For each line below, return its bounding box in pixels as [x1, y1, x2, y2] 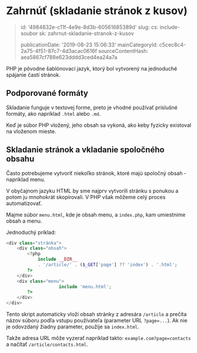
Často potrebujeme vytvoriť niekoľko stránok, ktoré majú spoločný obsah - [6, 169, 187, 177]
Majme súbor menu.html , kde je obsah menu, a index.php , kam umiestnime [6, 211, 186, 218]
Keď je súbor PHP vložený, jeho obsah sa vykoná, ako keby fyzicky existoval [6, 122, 192, 129]
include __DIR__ [37, 257, 78, 263]
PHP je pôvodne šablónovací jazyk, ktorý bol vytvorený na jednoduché [6, 65, 178, 72]
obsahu [6, 154, 35, 164]
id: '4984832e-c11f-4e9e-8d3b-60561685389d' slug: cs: [20, 23, 159, 31]
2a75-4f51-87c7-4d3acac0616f [20, 47, 97, 54]
